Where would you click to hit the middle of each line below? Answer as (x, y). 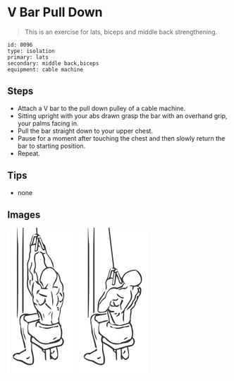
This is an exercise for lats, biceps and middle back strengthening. (121, 32)
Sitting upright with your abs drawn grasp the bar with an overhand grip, (122, 116)
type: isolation (31, 51)
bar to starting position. (51, 146)
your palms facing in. (48, 123)
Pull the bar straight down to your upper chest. (85, 131)
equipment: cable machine (45, 69)
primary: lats (28, 57)
